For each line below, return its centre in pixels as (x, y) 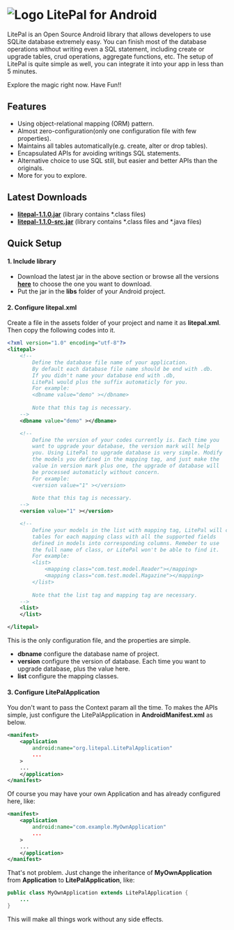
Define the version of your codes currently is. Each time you (126, 440)
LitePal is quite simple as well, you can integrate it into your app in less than (116, 63)
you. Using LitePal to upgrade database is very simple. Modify (127, 453)
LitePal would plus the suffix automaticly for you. (110, 382)
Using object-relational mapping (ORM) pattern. (86, 123)
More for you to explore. (52, 175)
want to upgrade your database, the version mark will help (121, 446)
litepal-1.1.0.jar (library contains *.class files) (81, 214)
